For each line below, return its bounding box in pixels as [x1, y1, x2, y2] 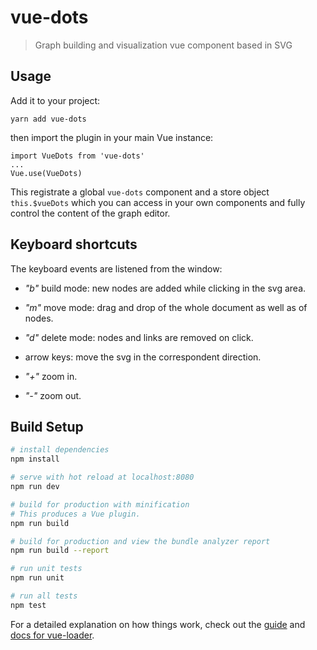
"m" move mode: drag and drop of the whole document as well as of [24, 301, 308, 313]
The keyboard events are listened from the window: [10, 262, 223, 275]
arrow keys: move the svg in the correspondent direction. [24, 351, 262, 363]
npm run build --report [10, 546, 110, 556]
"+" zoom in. [24, 370, 78, 382]
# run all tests [10, 591, 78, 601]
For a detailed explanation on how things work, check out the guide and [10, 618, 306, 630]
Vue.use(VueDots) [10, 168, 83, 178]
